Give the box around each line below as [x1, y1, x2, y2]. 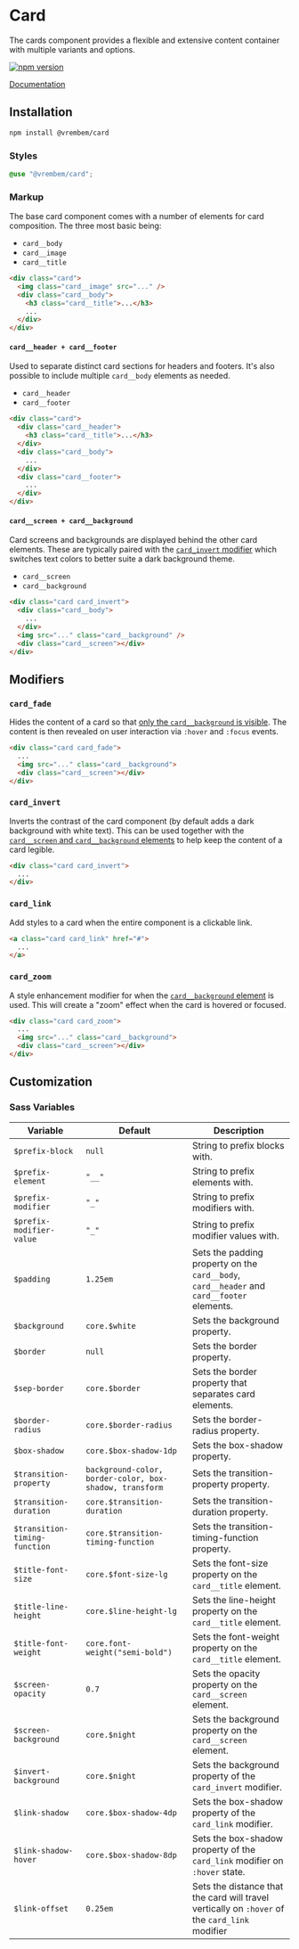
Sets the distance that [192, 1879, 284, 1892]
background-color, [85, 1464, 164, 1475]
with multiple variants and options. [9, 44, 135, 54]
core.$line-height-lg [85, 1606, 178, 1616]
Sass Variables [9, 1101, 76, 1114]
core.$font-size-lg [85, 1569, 168, 1579]
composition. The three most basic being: [9, 220, 162, 232]
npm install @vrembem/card [9, 128, 109, 137]
